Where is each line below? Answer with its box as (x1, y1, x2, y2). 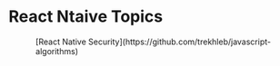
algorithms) (35, 45, 79, 56)
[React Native (35, 36, 87, 47)
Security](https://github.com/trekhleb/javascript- (88, 36, 272, 47)
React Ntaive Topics (8, 6, 164, 27)
